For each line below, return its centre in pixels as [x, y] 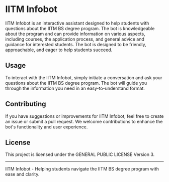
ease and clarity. [22, 174]
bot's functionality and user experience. [47, 127]
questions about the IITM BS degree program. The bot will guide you [76, 83]
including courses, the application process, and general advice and [75, 39]
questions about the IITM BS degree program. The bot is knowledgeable [80, 28]
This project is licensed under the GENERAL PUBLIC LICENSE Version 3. [80, 154]
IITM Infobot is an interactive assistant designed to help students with [77, 23]
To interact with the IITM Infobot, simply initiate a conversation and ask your [84, 77]
